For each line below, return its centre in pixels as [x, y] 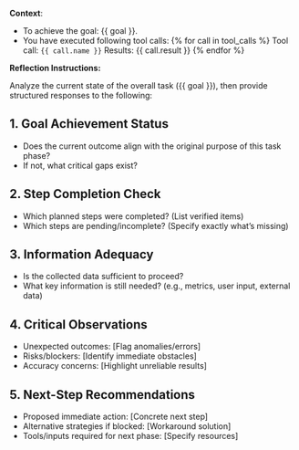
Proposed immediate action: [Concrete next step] [115, 417]
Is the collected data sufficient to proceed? [103, 277]
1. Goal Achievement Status [89, 124]
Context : [26, 13]
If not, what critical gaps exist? [80, 165]
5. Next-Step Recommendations [103, 395]
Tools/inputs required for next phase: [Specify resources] [130, 436]
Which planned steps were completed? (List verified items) [133, 216]
